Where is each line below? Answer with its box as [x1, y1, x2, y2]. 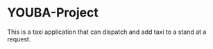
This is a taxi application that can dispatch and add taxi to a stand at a [7, 28, 207, 36]
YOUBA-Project [7, 5, 99, 21]
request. [7, 35, 31, 43]
